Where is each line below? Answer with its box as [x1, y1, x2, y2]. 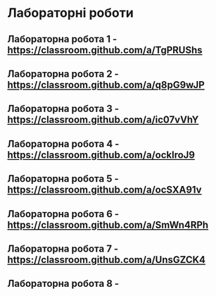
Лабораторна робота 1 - [7, 33, 117, 45]
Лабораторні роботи [7, 5, 134, 21]
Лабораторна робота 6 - [7, 208, 120, 220]
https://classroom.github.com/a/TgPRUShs [7, 44, 203, 56]
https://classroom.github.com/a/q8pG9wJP [7, 79, 205, 91]
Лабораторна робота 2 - [7, 68, 120, 80]
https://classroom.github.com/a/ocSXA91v [7, 184, 202, 196]
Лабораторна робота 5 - [7, 173, 120, 185]
